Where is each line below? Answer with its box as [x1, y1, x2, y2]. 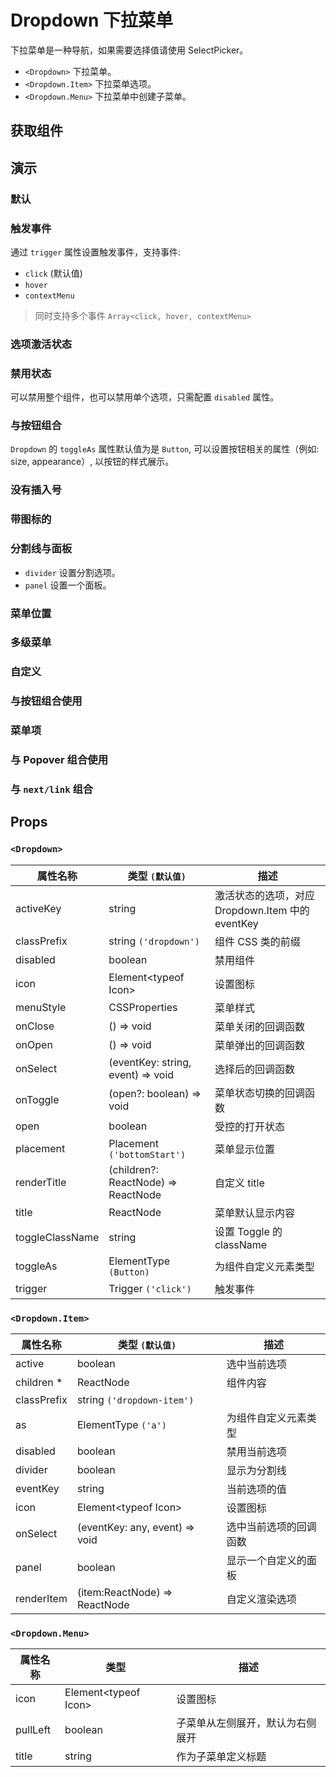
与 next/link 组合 [10, 782, 94, 796]
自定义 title [214, 1176, 265, 1190]
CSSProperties [108, 1000, 178, 1014]
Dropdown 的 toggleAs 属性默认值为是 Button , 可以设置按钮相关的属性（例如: [10, 443, 320, 455]
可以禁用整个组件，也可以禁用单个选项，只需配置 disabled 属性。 [10, 391, 280, 403]
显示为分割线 [226, 1464, 287, 1478]
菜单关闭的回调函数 [214, 1019, 305, 1033]
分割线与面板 [10, 542, 73, 556]
